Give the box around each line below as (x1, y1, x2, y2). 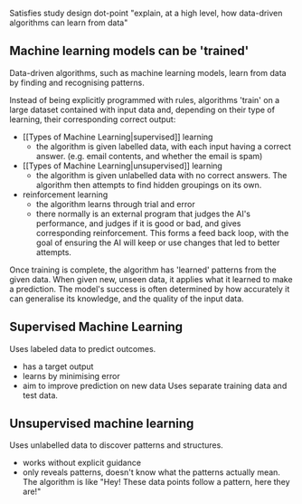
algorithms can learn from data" (9, 17, 128, 28)
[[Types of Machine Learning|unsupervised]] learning (22, 160, 223, 171)
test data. (22, 389, 59, 401)
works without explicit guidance (22, 457, 142, 469)
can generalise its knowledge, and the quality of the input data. (9, 293, 244, 304)
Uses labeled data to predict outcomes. (9, 343, 156, 354)
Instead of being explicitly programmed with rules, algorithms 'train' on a (9, 94, 280, 105)
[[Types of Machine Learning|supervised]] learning (22, 131, 213, 142)
